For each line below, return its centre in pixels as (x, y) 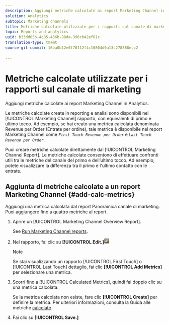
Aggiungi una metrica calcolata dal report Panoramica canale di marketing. (82, 207)
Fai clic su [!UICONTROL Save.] (46, 317)
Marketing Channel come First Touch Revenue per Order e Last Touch (78, 134)
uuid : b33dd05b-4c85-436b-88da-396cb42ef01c (53, 37)
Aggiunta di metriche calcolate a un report (73, 186)
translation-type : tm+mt (31, 43)
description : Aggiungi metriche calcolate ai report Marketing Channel (82, 11)
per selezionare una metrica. (42, 272)
